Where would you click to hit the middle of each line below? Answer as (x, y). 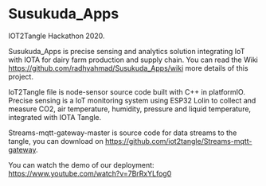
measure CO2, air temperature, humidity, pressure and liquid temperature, (130, 109)
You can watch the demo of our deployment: (81, 165)
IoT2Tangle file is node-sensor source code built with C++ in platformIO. (127, 91)
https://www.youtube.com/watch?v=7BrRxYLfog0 (90, 173)
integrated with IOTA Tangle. (55, 117)
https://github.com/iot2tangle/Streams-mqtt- (178, 141)
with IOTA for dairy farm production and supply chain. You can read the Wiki (133, 60)
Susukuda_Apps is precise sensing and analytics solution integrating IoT (127, 51)
